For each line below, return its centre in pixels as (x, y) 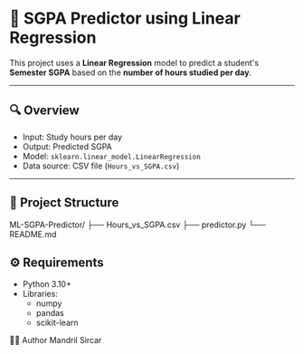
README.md (33, 234)
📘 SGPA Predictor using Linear (125, 19)
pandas (50, 313)
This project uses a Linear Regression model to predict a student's (134, 62)
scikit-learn (57, 323)
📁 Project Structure (64, 203)
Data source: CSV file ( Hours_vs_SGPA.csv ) (101, 166)
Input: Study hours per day (72, 137)
